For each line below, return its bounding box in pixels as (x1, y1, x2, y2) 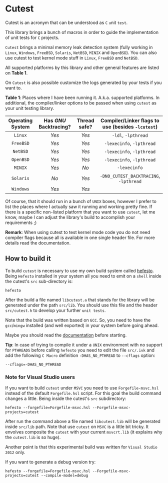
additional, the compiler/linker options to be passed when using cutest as (5, 99, 156, 105)
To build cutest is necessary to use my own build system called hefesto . (5, 267, 154, 273)
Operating (8, 117, 33, 124)
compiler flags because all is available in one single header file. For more (5, 234, 155, 240)
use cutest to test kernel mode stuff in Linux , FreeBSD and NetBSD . (5, 54, 139, 60)
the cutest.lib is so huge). (5, 434, 61, 440)
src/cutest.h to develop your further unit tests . (5, 307, 106, 313)
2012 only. (5, 449, 25, 455)
